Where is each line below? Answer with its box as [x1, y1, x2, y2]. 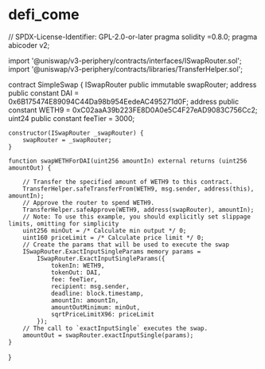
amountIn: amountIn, [50, 296, 119, 304]
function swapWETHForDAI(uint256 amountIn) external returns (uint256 [8, 157, 247, 165]
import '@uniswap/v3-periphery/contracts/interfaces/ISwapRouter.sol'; [8, 56, 242, 65]
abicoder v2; [8, 40, 50, 49]
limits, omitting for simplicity [8, 219, 119, 228]
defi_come [8, 6, 80, 24]
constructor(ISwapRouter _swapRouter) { [8, 129, 145, 137]
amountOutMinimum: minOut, [50, 303, 141, 312]
